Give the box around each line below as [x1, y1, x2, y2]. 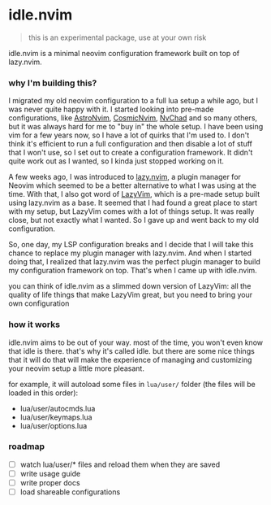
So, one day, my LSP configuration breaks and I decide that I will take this [8, 240, 254, 250]
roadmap [8, 441, 45, 452]
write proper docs [19, 477, 80, 487]
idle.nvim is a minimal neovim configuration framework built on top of [8, 48, 240, 58]
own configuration [8, 298, 70, 308]
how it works [8, 319, 61, 330]
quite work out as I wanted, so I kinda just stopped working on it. [8, 156, 225, 166]
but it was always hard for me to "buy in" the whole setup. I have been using [8, 122, 264, 132]
